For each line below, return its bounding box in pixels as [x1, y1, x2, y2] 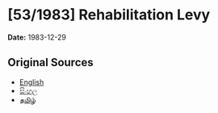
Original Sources [7, 56, 94, 69]
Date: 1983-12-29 [7, 32, 66, 42]
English [19, 77, 44, 86]
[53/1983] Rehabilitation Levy [7, 6, 211, 24]
